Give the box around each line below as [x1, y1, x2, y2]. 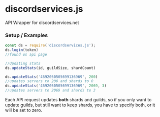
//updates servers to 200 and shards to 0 [5, 79, 94, 84]
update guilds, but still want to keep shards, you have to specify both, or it [5, 102, 155, 108]
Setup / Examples [5, 32, 48, 39]
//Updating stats [5, 61, 41, 66]
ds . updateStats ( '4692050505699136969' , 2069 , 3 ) [5, 83, 107, 89]
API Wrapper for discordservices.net [5, 20, 79, 25]
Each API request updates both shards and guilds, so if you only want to [5, 97, 152, 103]
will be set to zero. [5, 107, 43, 113]
